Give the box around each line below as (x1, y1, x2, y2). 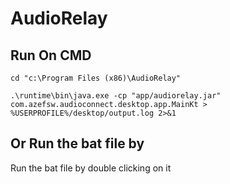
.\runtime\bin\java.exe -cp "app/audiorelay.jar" (10, 91, 222, 101)
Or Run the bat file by (10, 135, 145, 152)
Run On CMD (10, 47, 92, 64)
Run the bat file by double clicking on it (10, 162, 172, 174)
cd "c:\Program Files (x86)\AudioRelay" (10, 73, 182, 83)
